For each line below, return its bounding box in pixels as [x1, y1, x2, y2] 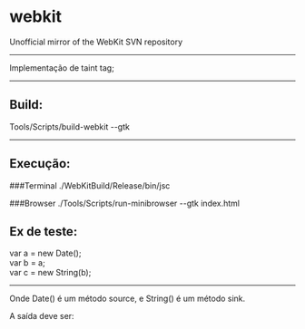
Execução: [9, 156, 71, 171]
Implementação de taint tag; [9, 62, 115, 73]
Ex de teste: [9, 224, 78, 239]
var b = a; [9, 257, 45, 268]
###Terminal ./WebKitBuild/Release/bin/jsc [9, 179, 171, 191]
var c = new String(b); [9, 267, 92, 278]
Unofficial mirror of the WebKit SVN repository [9, 36, 183, 47]
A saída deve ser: [9, 311, 74, 322]
